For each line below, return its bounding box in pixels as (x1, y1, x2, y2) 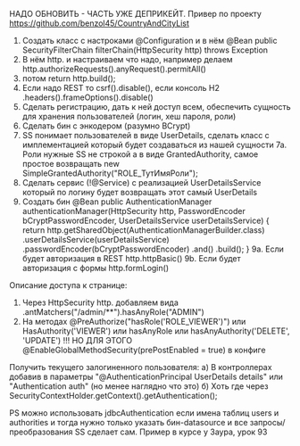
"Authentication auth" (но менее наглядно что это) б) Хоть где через (9, 381, 269, 392)
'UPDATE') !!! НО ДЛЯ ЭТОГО (21, 335, 132, 345)
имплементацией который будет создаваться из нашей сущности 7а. (21, 139, 287, 150)
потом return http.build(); (21, 73, 116, 84)
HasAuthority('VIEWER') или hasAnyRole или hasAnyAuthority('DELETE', (21, 326, 290, 336)
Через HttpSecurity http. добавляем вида (21, 297, 179, 308)
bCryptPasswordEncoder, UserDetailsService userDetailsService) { (21, 215, 270, 226)
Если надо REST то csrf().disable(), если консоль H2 (21, 83, 221, 93)
